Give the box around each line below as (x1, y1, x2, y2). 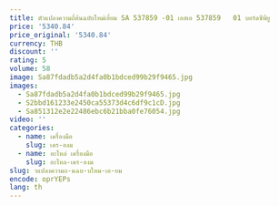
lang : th (9, 183, 43, 192)
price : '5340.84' (9, 22, 75, 31)
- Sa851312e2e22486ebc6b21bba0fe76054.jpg (17, 107, 181, 116)
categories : (9, 124, 55, 133)
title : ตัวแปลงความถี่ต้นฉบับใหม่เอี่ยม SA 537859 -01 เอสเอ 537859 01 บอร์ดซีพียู (9, 13, 271, 23)
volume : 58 (9, 65, 51, 74)
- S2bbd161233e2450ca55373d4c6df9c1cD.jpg (17, 98, 181, 108)
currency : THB (9, 38, 64, 48)
